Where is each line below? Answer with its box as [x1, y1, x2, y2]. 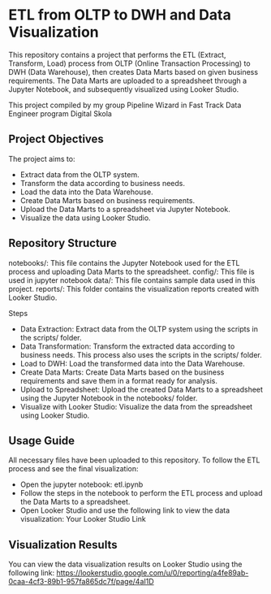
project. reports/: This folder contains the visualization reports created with [8, 284, 260, 293]
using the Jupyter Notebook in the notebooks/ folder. [19, 392, 198, 403]
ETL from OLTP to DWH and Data [8, 6, 231, 24]
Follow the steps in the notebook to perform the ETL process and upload [19, 488, 263, 498]
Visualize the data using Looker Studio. [19, 213, 152, 223]
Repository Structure [8, 236, 118, 250]
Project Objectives [8, 132, 104, 146]
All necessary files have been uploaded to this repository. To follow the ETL [8, 455, 260, 465]
